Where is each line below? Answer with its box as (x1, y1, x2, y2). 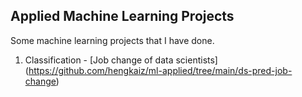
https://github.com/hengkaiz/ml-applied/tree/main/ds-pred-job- (28, 64, 293, 76)
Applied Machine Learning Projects (10, 8, 235, 25)
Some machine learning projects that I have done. (10, 34, 215, 46)
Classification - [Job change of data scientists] (24, 54, 218, 66)
